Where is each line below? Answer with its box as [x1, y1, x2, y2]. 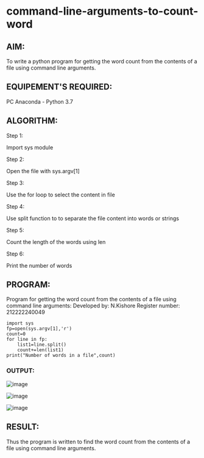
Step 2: [6, 156, 24, 163]
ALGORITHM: [6, 116, 58, 126]
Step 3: [6, 179, 24, 187]
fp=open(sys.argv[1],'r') [6, 326, 72, 332]
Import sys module [6, 143, 54, 151]
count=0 [6, 331, 26, 337]
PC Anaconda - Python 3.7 [6, 98, 73, 105]
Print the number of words [6, 262, 72, 269]
